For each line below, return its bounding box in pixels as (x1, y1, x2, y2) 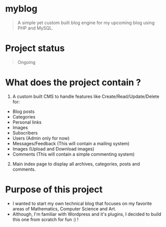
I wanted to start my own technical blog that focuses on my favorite (12, 200, 152, 206)
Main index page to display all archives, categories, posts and (12, 161, 140, 167)
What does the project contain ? (5, 77, 141, 88)
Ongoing (17, 59, 36, 65)
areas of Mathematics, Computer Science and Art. (12, 205, 116, 211)
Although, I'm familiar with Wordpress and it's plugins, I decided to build (12, 211, 161, 217)
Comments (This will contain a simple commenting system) (12, 151, 135, 157)
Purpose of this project (5, 184, 103, 195)
